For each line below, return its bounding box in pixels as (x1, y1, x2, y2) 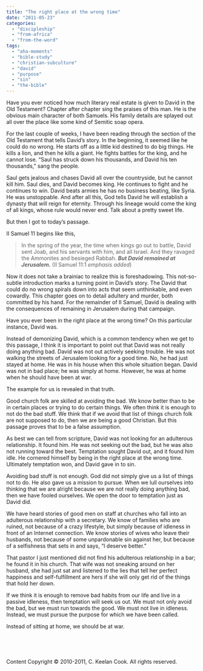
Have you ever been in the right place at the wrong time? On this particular (6, 317, 193, 324)
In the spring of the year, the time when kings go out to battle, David (21, 242, 191, 249)
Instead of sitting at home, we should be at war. (6, 623, 125, 630)
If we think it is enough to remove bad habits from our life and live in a (6, 591, 181, 599)
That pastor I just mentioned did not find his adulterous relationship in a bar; (6, 554, 196, 561)
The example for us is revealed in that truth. (6, 386, 115, 392)
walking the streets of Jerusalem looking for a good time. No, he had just (6, 355, 188, 361)
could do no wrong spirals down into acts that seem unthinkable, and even (6, 286, 192, 293)
